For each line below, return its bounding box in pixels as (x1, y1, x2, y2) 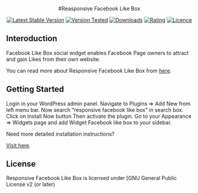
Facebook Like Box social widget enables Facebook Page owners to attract (6, 49, 189, 56)
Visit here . (6, 141, 31, 149)
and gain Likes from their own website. (6, 56, 100, 63)
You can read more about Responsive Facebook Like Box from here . (6, 67, 172, 74)
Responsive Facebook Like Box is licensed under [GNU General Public (6, 175, 177, 182)
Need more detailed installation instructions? (6, 130, 115, 137)
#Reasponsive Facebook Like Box (58, 5, 141, 12)
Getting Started (6, 84, 64, 94)
